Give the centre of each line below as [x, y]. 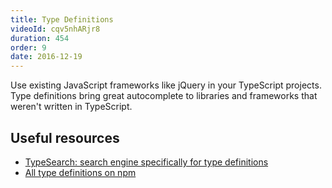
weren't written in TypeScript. [71, 107]
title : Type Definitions [62, 19]
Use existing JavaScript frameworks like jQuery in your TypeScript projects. [166, 85]
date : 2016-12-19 [46, 57]
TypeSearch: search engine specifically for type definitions [146, 162]
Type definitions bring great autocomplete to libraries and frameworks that [164, 96]
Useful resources [65, 137]
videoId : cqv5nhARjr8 [55, 29]
